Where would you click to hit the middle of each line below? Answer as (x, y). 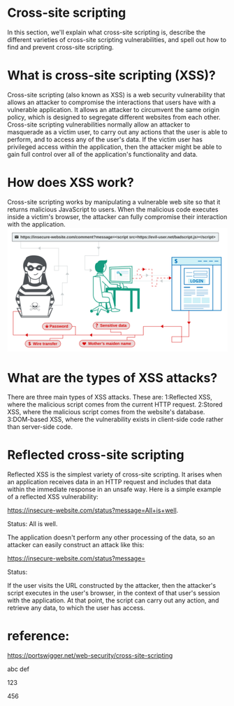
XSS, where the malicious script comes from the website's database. (106, 412)
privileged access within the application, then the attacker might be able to (115, 147)
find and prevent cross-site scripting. (60, 47)
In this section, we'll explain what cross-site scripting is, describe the (107, 32)
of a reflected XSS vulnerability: (53, 497)
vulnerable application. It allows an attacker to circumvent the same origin (114, 109)
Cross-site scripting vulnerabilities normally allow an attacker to (99, 125)
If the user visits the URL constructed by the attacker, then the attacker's (112, 586)
